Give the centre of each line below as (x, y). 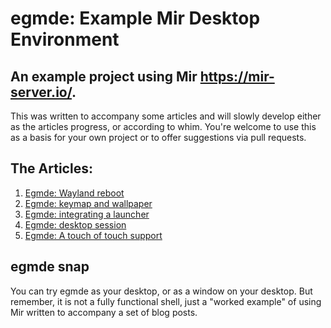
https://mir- (237, 76)
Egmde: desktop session (75, 224)
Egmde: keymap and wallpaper (88, 203)
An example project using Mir (104, 76)
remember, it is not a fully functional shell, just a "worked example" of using (166, 301)
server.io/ (41, 92)
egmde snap (50, 267)
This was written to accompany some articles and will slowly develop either (166, 116)
